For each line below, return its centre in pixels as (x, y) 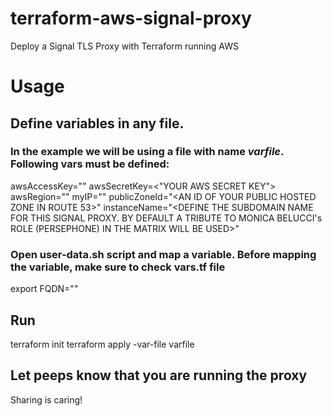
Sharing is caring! (46, 399)
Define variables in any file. (97, 123)
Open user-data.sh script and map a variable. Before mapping (163, 254)
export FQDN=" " (44, 289)
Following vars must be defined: (90, 164)
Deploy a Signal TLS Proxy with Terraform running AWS (124, 46)
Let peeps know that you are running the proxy (159, 375)
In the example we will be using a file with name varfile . (147, 152)
